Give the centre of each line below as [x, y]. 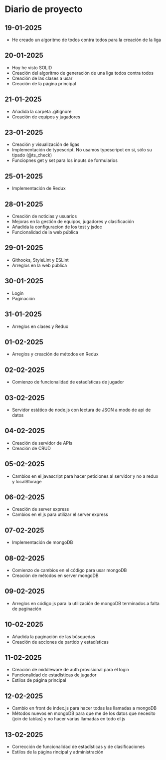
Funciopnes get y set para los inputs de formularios [65, 160]
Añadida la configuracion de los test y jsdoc [57, 227]
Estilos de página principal [39, 680]
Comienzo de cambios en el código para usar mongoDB [69, 570]
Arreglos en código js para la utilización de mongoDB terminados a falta [86, 603]
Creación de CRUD [31, 448]
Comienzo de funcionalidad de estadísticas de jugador [68, 382]
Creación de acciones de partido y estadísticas [60, 642]
